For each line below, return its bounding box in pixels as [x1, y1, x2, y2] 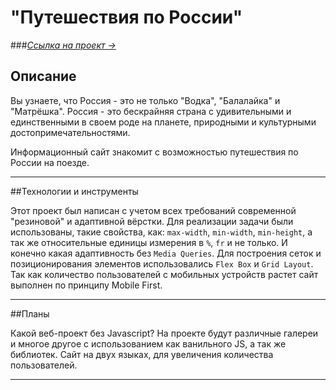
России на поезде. [10, 156, 90, 168]
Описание [10, 68, 77, 85]
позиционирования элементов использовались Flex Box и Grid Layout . [10, 257, 314, 270]
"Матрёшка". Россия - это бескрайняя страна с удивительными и [10, 105, 292, 117]
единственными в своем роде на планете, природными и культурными [10, 116, 317, 128]
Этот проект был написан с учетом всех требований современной [10, 204, 297, 216]
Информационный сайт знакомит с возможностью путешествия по [10, 146, 299, 158]
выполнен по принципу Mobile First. [10, 279, 163, 291]
